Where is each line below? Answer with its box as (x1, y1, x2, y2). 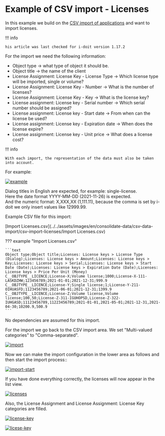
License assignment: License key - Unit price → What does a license (12, 131, 153, 137)
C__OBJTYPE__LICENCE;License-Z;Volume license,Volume (5, 291, 119, 296)
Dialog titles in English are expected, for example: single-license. (5, 188, 137, 194)
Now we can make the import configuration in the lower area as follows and (5, 351, 160, 357)
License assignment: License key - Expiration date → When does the (12, 121, 153, 127)
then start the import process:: (5, 357, 67, 363)
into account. (5, 160, 35, 165)
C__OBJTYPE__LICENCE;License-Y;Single (5, 282, 85, 288)
